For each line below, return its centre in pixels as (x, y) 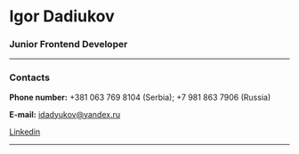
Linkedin (25, 132)
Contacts (30, 77)
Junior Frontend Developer (69, 45)
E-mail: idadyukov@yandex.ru (65, 114)
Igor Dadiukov (62, 16)
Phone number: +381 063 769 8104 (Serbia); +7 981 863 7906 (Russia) (140, 97)
